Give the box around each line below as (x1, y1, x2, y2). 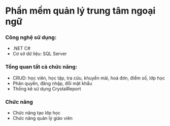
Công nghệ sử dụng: (5, 34, 57, 41)
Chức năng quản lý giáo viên (12, 115, 73, 121)
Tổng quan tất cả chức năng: (5, 63, 78, 70)
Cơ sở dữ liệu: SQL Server (12, 51, 67, 57)
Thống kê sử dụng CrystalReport (12, 86, 81, 92)
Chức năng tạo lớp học (12, 110, 61, 116)
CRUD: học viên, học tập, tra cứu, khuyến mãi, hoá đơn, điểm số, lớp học (12, 75, 165, 81)
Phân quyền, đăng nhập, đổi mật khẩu (12, 80, 92, 86)
